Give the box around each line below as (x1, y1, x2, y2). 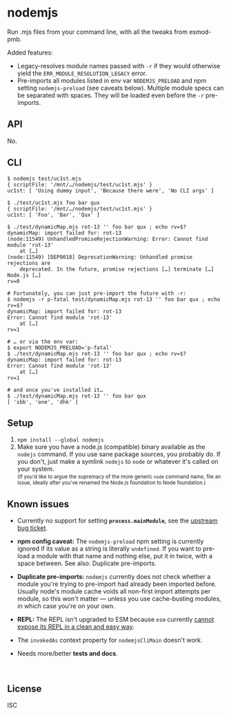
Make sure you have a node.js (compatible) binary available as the (17, 443, 205, 451)
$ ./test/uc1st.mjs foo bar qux (7, 199, 100, 206)
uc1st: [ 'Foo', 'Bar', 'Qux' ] (7, 211, 100, 218)
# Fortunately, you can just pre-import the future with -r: (7, 290, 187, 297)
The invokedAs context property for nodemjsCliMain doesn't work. (17, 636, 203, 645)
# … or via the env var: (7, 338, 79, 345)
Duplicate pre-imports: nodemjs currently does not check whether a (17, 573, 211, 581)
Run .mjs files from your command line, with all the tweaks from (7, 28, 188, 36)
